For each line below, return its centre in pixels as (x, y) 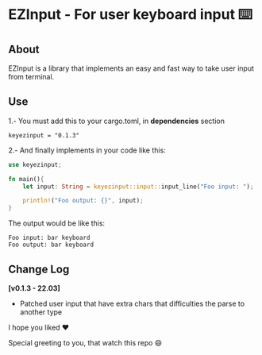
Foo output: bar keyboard (51, 245)
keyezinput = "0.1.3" (44, 135)
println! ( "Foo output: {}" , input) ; (83, 201)
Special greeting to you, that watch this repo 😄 (85, 343)
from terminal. (31, 77)
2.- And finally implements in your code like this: (87, 150)
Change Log (39, 269)
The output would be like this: (57, 223)
